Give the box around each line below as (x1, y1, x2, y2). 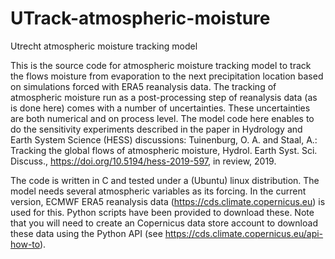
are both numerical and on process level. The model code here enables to (10, 112, 315, 124)
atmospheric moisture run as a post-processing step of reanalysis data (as (10, 91, 318, 103)
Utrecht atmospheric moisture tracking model (10, 40, 198, 52)
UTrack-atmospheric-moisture (10, 7, 271, 30)
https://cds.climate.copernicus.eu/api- (164, 227, 324, 239)
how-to (10, 238, 40, 250)
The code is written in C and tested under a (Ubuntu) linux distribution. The (10, 174, 320, 186)
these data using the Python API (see (10, 227, 163, 239)
